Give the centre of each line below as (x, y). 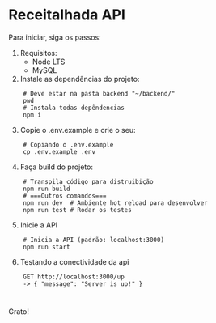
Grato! (19, 312)
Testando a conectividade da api (74, 261)
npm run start (47, 247)
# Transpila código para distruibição (88, 181)
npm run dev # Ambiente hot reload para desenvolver (115, 203)
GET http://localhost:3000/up (74, 277)
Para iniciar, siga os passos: (55, 37)
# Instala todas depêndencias (74, 108)
